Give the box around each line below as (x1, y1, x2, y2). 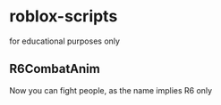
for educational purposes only (9, 36, 121, 46)
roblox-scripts (9, 6, 118, 27)
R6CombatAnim (9, 61, 100, 77)
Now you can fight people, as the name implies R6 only (9, 85, 213, 95)
